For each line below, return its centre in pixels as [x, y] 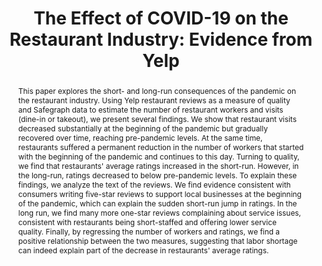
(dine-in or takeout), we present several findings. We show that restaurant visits [157, 118]
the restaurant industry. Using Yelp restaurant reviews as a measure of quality [154, 100]
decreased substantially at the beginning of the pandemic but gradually [142, 128]
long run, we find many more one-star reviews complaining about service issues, [159, 212]
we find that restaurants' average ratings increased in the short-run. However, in [158, 165]
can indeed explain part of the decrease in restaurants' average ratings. [143, 250]
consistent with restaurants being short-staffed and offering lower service [147, 222]
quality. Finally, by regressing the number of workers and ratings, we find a [149, 231]
